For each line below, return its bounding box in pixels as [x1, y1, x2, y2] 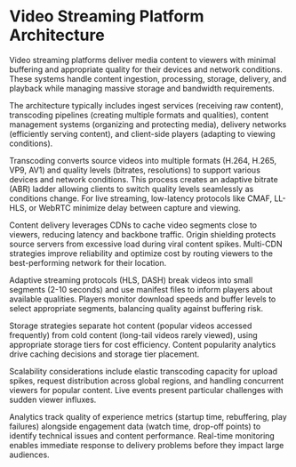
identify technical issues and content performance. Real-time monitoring [9, 430, 276, 441]
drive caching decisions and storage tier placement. [9, 349, 200, 359]
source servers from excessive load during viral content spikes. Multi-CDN [9, 238, 283, 249]
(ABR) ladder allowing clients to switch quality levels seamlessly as [9, 183, 254, 194]
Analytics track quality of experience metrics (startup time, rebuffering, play [9, 411, 287, 422]
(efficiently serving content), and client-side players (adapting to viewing [9, 128, 276, 139]
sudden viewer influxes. [9, 394, 97, 405]
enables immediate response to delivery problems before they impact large [9, 439, 284, 450]
